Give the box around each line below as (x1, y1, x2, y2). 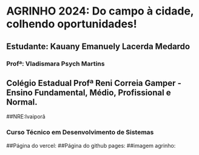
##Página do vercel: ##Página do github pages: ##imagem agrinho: (6, 142, 176, 149)
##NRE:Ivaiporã (6, 113, 46, 120)
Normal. (6, 97, 38, 107)
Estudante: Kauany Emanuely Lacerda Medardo (6, 41, 190, 51)
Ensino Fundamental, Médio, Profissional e (6, 87, 171, 97)
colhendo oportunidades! (6, 17, 138, 31)
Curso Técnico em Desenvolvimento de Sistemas (6, 128, 154, 137)
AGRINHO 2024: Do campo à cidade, (6, 4, 194, 18)
